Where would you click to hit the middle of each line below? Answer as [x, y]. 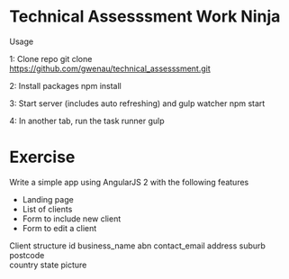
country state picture [48, 265]
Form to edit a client [59, 228]
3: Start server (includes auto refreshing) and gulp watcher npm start [137, 103]
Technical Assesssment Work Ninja [145, 17]
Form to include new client [72, 219]
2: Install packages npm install [65, 85]
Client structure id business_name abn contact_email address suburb [137, 246]
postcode [27, 255]
